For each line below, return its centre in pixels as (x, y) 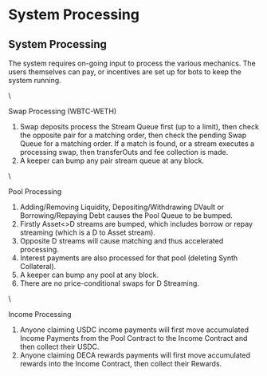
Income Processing (40, 314)
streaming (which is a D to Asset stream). (87, 232)
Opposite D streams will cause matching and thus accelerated (122, 241)
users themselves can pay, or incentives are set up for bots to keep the (125, 72)
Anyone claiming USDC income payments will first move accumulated (134, 330)
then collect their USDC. (59, 346)
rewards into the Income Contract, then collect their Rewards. (121, 364)
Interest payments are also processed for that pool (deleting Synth (129, 258)
